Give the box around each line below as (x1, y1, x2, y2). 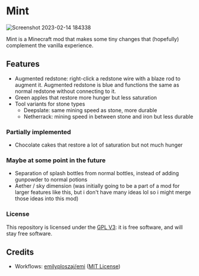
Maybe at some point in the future (6, 156, 106, 165)
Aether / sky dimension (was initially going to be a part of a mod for (14, 182, 180, 190)
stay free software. (6, 230, 52, 237)
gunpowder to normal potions (14, 176, 88, 183)
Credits (6, 247, 34, 258)
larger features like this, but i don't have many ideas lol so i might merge (14, 189, 191, 196)
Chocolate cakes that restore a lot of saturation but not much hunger (14, 141, 183, 148)
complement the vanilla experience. (6, 42, 94, 49)
